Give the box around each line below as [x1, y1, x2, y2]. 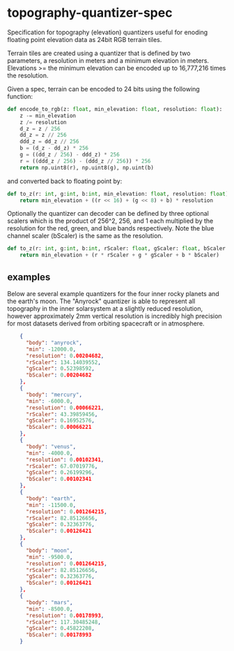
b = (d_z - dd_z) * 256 [19, 145, 89, 152]
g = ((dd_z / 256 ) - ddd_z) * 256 [19, 152, 120, 159]
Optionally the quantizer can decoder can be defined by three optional [7, 210, 209, 218]
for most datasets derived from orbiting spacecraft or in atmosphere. [7, 319, 205, 328]
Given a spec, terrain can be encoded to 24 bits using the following [7, 85, 200, 93]
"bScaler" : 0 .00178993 [25, 631, 92, 638]
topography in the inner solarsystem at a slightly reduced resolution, [7, 305, 203, 312]
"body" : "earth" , [25, 495, 77, 502]
